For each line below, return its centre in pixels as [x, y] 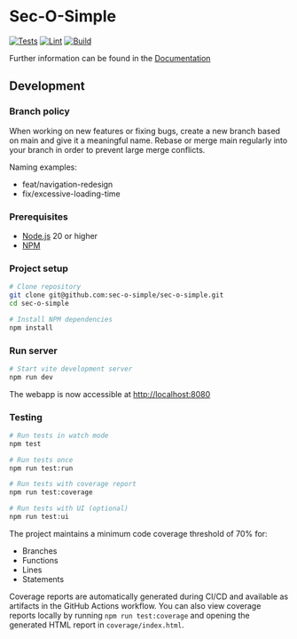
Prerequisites [39, 217]
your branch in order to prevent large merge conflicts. [107, 149]
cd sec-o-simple [39, 303]
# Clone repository [45, 287]
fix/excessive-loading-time [71, 194]
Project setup [39, 268]
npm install [31, 327]
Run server [33, 350]
